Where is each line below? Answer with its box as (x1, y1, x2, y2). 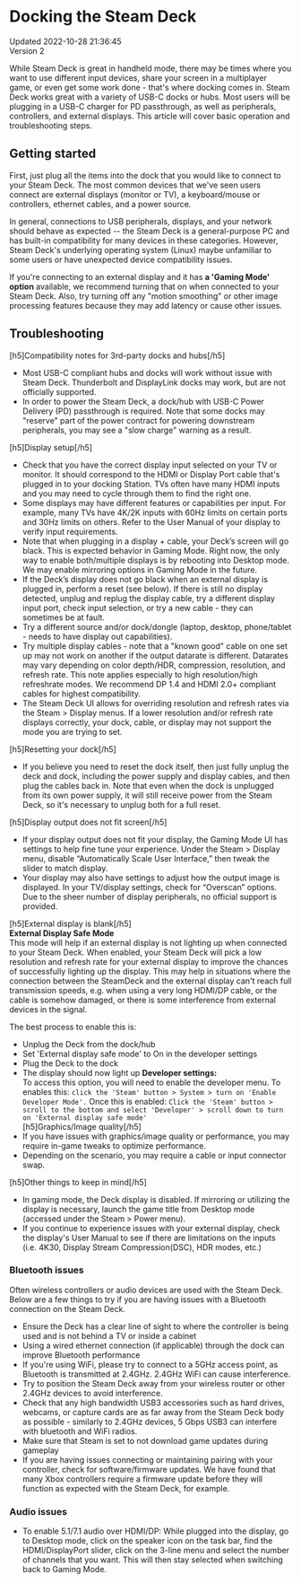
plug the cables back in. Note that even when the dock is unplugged (21, 780, 275, 791)
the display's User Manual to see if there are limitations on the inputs (21, 1232, 276, 1243)
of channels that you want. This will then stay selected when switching (21, 1554, 284, 1565)
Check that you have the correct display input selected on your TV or (21, 459, 278, 470)
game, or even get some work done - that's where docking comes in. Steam (9, 82, 290, 92)
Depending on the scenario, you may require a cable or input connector (21, 1150, 287, 1160)
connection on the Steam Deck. (9, 1303, 125, 1314)
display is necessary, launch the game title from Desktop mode (21, 1203, 255, 1214)
